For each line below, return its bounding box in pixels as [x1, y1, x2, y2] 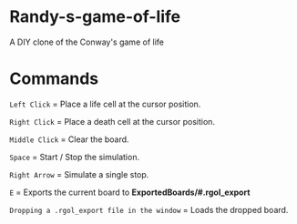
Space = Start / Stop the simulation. [9, 151, 139, 162]
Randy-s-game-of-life [9, 6, 181, 27]
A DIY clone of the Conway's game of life [9, 36, 164, 47]
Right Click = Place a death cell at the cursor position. [9, 116, 216, 127]
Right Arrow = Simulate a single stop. [9, 168, 149, 179]
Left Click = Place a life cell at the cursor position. [9, 98, 201, 109]
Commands [9, 68, 99, 89]
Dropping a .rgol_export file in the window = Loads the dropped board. [9, 204, 289, 215]
